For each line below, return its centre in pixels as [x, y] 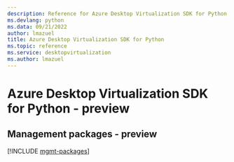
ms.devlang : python [36, 20]
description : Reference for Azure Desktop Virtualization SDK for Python [117, 14]
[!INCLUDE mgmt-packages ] [48, 151]
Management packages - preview [82, 134]
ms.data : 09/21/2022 [37, 27]
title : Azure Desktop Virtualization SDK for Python [86, 40]
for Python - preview [68, 108]
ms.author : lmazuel [36, 59]
